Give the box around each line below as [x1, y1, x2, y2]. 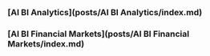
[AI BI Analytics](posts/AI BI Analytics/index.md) [7, 6, 203, 18]
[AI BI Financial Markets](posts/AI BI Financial [7, 28, 190, 39]
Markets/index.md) [7, 38, 85, 49]
